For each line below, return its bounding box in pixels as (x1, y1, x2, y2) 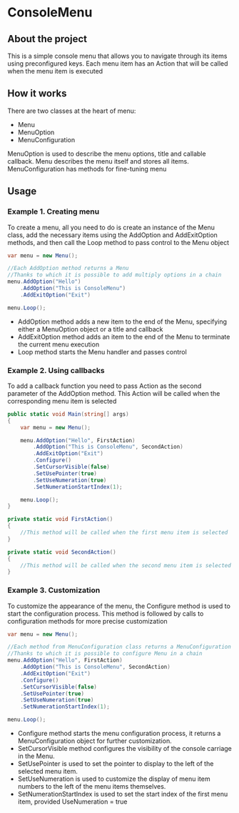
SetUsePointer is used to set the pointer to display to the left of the (17, 759, 214, 768)
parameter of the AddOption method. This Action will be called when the (7, 389, 220, 397)
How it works (7, 87, 67, 100)
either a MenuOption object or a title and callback (17, 324, 163, 333)
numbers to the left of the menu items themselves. (17, 782, 166, 791)
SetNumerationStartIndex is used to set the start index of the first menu (17, 790, 228, 799)
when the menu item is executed (7, 67, 103, 75)
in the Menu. (17, 752, 55, 761)
